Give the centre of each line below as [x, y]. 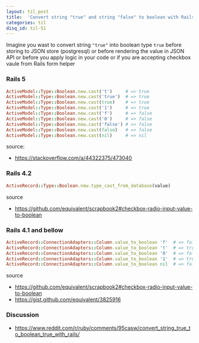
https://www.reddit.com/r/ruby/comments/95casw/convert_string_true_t [102, 328]
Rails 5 [16, 79]
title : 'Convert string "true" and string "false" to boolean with [92, 17]
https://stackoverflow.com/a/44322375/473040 [73, 158]
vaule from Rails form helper [41, 64]
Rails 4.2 [19, 173]
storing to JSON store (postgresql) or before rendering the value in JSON [95, 51]
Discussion [23, 315]
